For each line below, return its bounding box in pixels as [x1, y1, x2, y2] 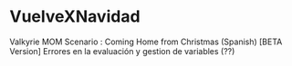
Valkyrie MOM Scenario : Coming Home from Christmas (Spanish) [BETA [9, 36, 283, 47]
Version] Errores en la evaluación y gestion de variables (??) [9, 45, 235, 56]
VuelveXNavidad [9, 6, 141, 27]
